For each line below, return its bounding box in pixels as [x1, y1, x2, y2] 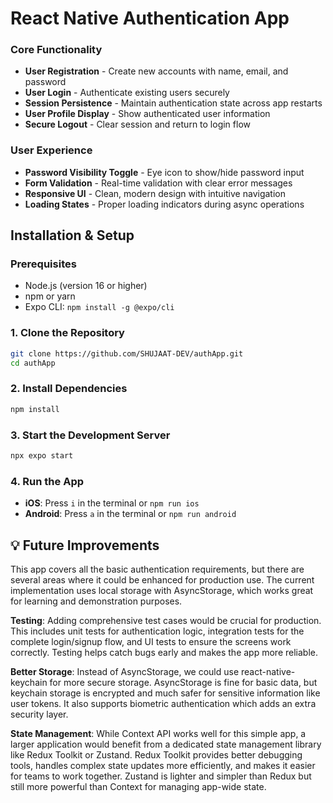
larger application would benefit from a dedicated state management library [10, 738, 322, 750]
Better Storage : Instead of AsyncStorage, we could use [10, 665, 240, 677]
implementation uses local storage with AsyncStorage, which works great [10, 584, 314, 596]
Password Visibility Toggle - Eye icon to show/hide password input [24, 166, 305, 178]
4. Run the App [10, 474, 85, 488]
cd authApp [10, 358, 56, 368]
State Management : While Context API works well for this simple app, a [10, 727, 307, 739]
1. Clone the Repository [10, 326, 125, 340]
